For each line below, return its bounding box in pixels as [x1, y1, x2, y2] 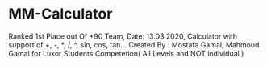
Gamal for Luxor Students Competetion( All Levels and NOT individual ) [8, 48, 244, 58]
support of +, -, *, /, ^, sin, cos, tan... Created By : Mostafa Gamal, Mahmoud [8, 39, 260, 49]
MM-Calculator [8, 5, 113, 23]
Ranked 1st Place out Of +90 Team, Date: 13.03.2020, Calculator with [8, 31, 238, 41]
